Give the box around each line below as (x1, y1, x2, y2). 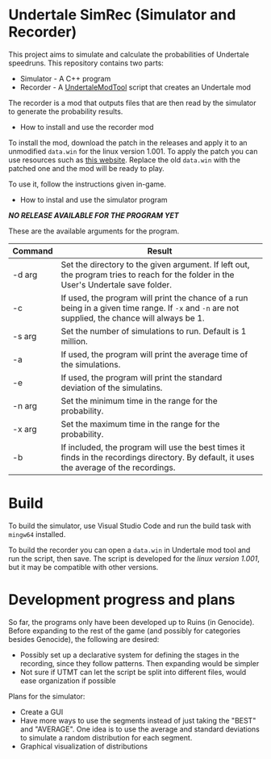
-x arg (12, 423, 37, 434)
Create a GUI (19, 707, 64, 716)
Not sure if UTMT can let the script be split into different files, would (19, 667, 247, 677)
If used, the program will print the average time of (60, 349, 248, 360)
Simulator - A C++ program (19, 73, 111, 83)
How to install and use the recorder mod (19, 122, 154, 132)
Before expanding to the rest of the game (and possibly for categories (8, 626, 240, 635)
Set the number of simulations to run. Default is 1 (60, 325, 247, 337)
